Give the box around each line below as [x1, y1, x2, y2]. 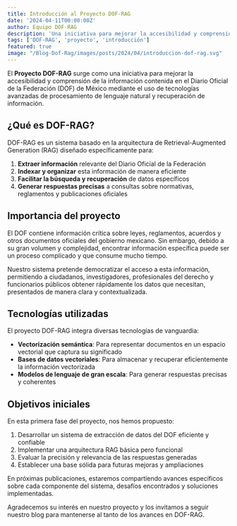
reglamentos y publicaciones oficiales [17, 189, 128, 198]
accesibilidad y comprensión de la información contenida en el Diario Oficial [7, 76, 229, 85]
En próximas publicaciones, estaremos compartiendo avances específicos [7, 474, 224, 483]
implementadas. [7, 489, 54, 498]
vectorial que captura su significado [17, 347, 122, 357]
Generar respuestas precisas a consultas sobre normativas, [17, 181, 194, 191]
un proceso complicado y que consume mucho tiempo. [7, 251, 168, 260]
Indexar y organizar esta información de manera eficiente [17, 167, 187, 175]
